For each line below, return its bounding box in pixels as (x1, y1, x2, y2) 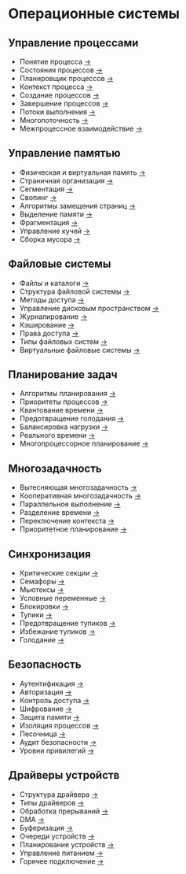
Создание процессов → (19, 91, 100, 99)
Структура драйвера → (19, 789, 99, 799)
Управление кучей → (19, 226, 90, 235)
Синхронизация (8, 547, 92, 561)
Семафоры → (19, 576, 65, 587)
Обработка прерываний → (19, 806, 108, 816)
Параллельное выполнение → (19, 499, 121, 509)
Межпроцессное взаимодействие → (19, 124, 143, 133)
